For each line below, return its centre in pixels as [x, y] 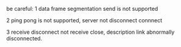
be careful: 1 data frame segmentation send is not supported [82, 9]
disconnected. [24, 38]
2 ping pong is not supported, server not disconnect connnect [84, 20]
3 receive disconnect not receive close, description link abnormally [90, 32]
